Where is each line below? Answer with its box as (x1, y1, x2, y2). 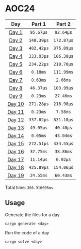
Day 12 (7, 116, 24, 123)
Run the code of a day (5, 229, 49, 235)
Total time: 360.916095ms (5, 184, 53, 190)
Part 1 (31, 21, 46, 27)
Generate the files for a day (5, 211, 60, 218)
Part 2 (56, 21, 71, 27)
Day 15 (7, 140, 24, 147)
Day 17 (7, 156, 24, 163)
